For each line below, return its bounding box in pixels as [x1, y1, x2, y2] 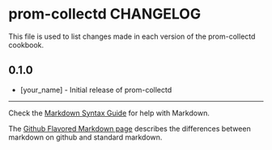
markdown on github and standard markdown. [8, 132, 163, 142]
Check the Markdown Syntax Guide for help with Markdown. [8, 108, 210, 118]
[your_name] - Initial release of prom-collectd [19, 85, 172, 94]
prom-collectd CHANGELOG [8, 5, 201, 23]
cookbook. [8, 40, 45, 49]
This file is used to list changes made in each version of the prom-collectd [8, 31, 256, 41]
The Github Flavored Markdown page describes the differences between [8, 123, 251, 133]
